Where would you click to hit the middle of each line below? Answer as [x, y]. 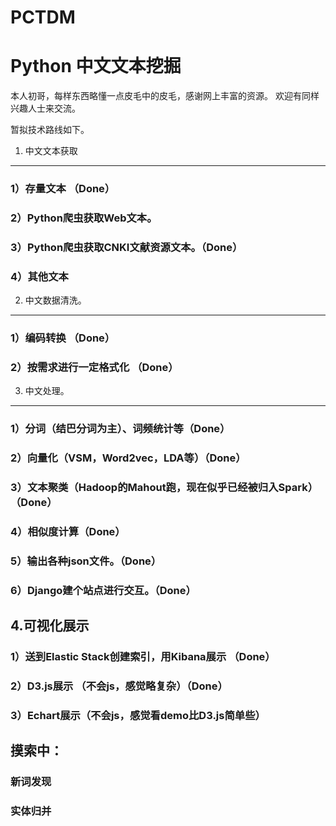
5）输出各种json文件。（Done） [86, 561]
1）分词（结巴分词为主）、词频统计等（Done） [120, 429]
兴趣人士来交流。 [45, 108]
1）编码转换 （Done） [63, 338]
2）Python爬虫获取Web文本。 [84, 218]
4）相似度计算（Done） [68, 532]
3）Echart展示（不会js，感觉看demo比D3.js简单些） [138, 716]
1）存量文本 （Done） [63, 189]
